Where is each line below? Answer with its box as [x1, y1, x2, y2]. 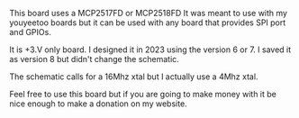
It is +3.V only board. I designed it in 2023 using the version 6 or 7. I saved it [9, 44, 292, 55]
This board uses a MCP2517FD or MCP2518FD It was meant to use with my [9, 8, 288, 18]
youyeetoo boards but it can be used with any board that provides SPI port [9, 17, 286, 28]
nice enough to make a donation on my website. [9, 98, 187, 109]
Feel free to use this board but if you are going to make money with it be [9, 89, 277, 99]
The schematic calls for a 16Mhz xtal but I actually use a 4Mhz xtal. [9, 71, 258, 82]
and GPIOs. [9, 27, 51, 37]
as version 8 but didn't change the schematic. [9, 54, 180, 64]
